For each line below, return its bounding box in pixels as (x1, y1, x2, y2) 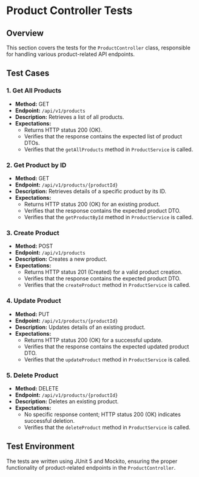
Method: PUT (15, 310, 50, 317)
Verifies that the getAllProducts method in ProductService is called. (24, 146, 194, 153)
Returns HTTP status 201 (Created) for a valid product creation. (24, 269, 183, 276)
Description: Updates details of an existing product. (15, 323, 146, 331)
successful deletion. (24, 417, 75, 424)
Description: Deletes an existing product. (15, 397, 119, 405)
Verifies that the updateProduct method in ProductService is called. (24, 356, 191, 363)
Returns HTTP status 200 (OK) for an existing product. (24, 200, 161, 208)
